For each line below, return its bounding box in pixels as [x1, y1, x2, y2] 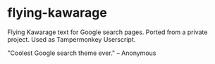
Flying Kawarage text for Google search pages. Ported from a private [7, 28, 208, 36]
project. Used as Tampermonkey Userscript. [7, 35, 136, 43]
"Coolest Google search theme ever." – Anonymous [7, 49, 156, 57]
